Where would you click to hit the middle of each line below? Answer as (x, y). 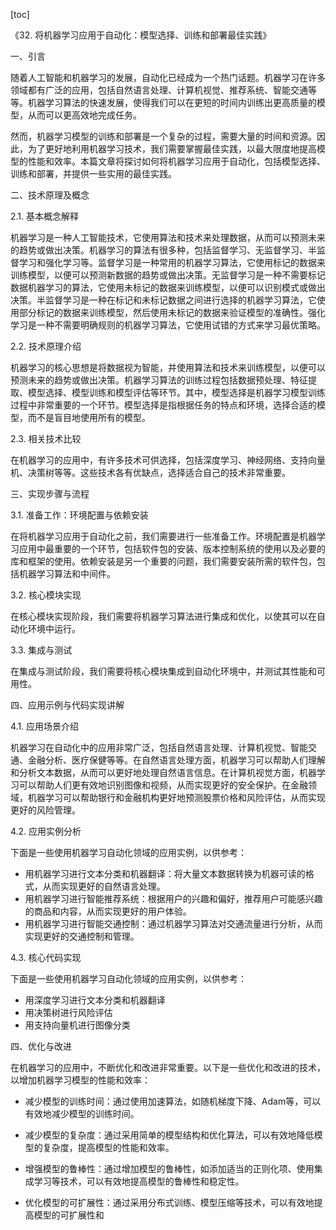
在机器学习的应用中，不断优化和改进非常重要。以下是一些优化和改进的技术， (168, 1067)
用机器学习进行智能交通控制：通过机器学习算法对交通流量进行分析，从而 (173, 923)
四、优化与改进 (41, 1046)
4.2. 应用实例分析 (46, 831)
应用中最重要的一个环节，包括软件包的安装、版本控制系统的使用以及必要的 (172, 548)
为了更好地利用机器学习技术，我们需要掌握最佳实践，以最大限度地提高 (172, 148)
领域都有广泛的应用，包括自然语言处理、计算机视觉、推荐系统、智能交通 (159, 90)
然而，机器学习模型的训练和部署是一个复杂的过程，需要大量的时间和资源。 (163, 136)
